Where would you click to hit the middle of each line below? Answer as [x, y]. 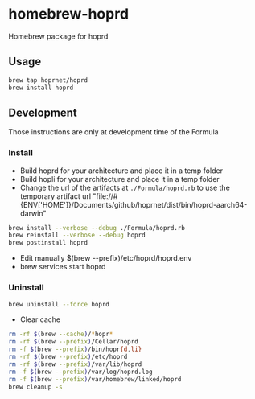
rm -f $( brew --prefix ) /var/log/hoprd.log [80, 372]
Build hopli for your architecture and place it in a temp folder [119, 179]
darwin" [33, 213]
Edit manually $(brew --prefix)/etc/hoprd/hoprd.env [106, 258]
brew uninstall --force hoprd [59, 304]
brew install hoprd [41, 88]
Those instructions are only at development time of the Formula [113, 132]
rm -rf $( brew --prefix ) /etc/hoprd [68, 357]
